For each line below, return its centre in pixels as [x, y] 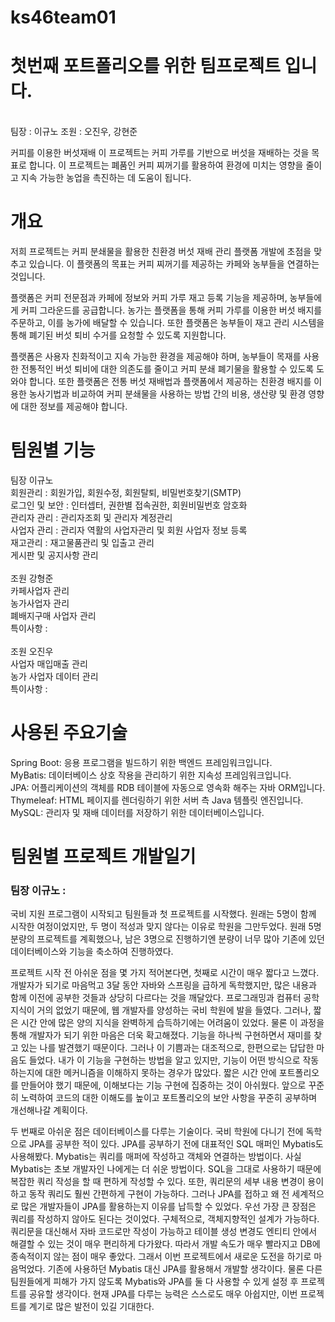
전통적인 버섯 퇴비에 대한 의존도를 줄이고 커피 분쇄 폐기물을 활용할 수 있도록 [167, 369]
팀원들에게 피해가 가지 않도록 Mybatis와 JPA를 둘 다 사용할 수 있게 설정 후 [154, 1282]
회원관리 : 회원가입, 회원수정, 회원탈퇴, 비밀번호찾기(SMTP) [126, 492]
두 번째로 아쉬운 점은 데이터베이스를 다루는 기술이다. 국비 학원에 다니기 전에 [157, 1132]
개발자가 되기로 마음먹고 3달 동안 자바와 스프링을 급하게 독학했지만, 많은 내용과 [163, 985]
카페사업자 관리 [40, 590]
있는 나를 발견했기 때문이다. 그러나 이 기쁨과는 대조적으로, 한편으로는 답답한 [167, 1048]
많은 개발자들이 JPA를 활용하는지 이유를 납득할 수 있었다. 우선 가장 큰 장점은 [168, 1207]
